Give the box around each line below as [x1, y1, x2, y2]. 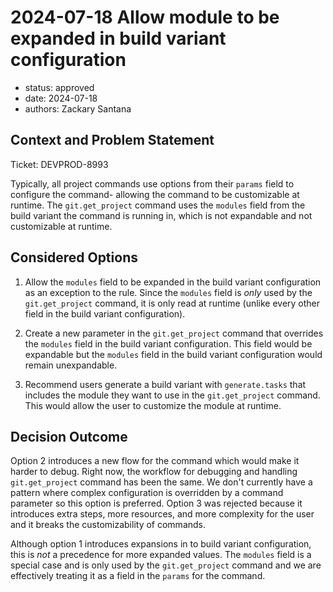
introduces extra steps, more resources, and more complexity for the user [10, 508, 315, 520]
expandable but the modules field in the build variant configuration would [24, 348, 323, 360]
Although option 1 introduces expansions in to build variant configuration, [10, 538, 312, 550]
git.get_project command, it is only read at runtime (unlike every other [24, 297, 321, 309]
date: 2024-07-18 [24, 92, 98, 104]
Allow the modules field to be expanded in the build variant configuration [24, 276, 322, 288]
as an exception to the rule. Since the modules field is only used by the [24, 286, 313, 298]
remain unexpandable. [24, 359, 118, 371]
